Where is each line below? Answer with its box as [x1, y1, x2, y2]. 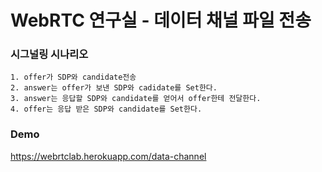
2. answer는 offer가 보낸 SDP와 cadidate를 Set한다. [10, 83, 218, 93]
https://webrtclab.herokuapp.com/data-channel [10, 150, 207, 162]
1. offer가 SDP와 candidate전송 [10, 72, 137, 83]
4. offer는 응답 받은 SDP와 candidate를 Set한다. [10, 104, 203, 115]
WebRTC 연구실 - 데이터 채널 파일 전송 [10, 9, 312, 32]
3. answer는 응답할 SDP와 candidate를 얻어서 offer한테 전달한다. [10, 94, 262, 104]
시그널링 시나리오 [10, 47, 89, 61]
